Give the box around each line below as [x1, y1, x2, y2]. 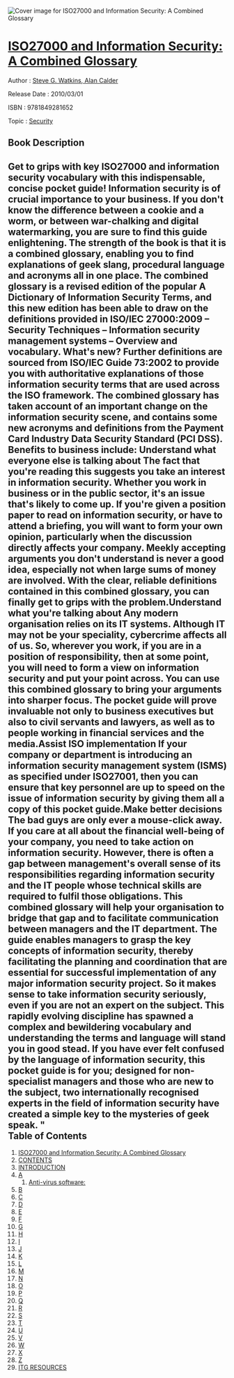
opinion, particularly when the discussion [8, 530, 192, 543]
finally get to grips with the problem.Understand [8, 596, 222, 608]
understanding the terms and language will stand [8, 1032, 226, 1043]
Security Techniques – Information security [8, 324, 201, 336]
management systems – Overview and [8, 335, 178, 346]
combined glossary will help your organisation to [8, 901, 225, 913]
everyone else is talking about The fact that [8, 454, 201, 466]
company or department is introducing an [8, 749, 192, 760]
